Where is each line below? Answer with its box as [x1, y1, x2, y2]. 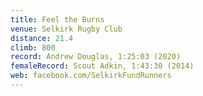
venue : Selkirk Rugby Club [10, 24, 123, 34]
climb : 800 [10, 42, 56, 53]
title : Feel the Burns [10, 14, 105, 25]
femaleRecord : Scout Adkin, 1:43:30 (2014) [10, 61, 195, 71]
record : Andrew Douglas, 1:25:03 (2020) [10, 52, 182, 62]
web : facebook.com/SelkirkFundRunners [10, 71, 172, 81]
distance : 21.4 [10, 33, 74, 43]
